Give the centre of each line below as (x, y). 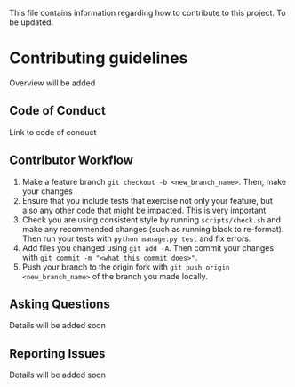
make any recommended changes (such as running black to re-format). (153, 229)
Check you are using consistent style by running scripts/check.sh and (151, 219)
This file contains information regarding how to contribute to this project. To (147, 13)
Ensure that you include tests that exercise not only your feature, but (147, 200)
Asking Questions (60, 304)
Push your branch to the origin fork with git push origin (126, 267)
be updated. (32, 22)
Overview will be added (52, 83)
